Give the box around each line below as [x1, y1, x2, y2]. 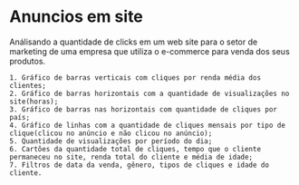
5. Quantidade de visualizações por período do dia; [9, 136, 213, 146]
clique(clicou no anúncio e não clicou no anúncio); [9, 129, 213, 138]
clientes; [9, 81, 47, 90]
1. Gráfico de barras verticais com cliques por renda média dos [9, 73, 261, 83]
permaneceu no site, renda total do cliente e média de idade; [9, 152, 254, 161]
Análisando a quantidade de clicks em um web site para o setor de [9, 36, 258, 47]
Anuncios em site [9, 6, 143, 27]
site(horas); [9, 97, 59, 106]
